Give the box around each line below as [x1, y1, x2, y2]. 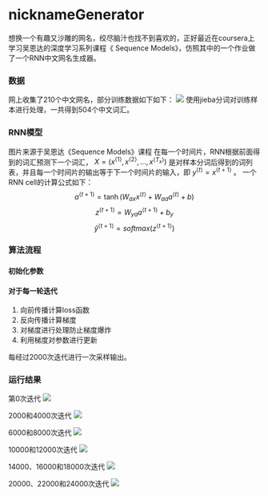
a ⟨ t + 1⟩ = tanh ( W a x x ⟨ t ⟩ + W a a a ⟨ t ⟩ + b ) [74, 190, 194, 204]
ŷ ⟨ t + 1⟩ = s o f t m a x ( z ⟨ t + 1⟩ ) [94, 222, 175, 233]
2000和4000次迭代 [8, 411, 72, 421]
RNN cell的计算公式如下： [8, 177, 94, 187]
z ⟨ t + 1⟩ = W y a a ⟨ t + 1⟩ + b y [94, 206, 174, 219]
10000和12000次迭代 [8, 445, 78, 454]
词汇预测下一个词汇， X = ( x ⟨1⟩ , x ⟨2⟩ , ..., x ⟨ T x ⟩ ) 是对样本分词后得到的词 [22, 155, 246, 167]
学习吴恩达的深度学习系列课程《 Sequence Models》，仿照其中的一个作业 [8, 42, 250, 53]
